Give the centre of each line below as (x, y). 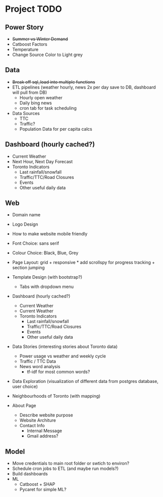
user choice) (25, 386)
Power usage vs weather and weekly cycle (63, 356)
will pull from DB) (30, 92)
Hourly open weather (41, 97)
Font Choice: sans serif (36, 243)
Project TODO (34, 9)
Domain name (26, 215)
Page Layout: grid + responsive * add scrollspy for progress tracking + (83, 263)
